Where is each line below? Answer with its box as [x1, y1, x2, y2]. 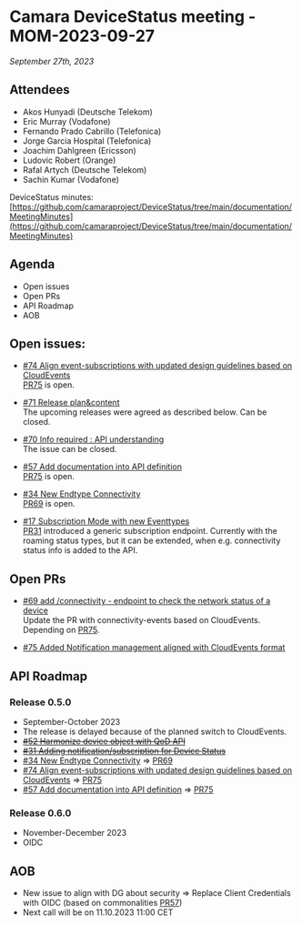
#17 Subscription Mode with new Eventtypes [22, 516, 190, 527]
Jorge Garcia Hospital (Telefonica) [22, 135, 152, 146]
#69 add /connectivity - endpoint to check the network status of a [22, 596, 271, 607]
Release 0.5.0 [9, 696, 72, 709]
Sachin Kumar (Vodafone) [22, 174, 120, 185]
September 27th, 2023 [9, 55, 95, 66]
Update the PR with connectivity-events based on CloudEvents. [22, 615, 261, 626]
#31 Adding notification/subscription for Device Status [22, 745, 226, 756]
